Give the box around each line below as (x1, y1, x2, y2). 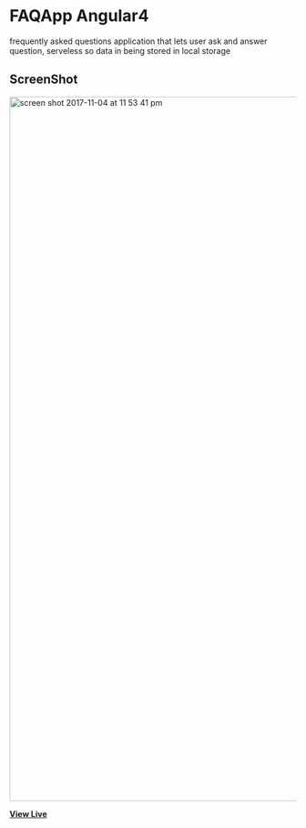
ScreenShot (9, 72, 78, 88)
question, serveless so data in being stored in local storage (9, 45, 230, 56)
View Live (9, 808, 47, 819)
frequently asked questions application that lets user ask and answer (9, 36, 268, 47)
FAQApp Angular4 (9, 5, 149, 26)
